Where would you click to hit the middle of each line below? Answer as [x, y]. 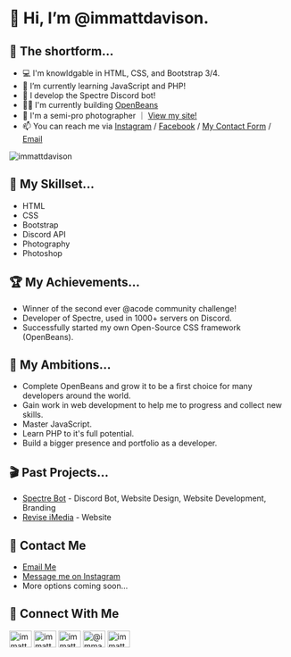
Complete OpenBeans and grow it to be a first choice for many [137, 387]
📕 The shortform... [62, 51]
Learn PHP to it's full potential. [78, 434]
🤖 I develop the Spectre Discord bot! [89, 96]
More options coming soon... [75, 586]
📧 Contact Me [48, 545]
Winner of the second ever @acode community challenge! [129, 308]
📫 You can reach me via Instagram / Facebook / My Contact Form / [146, 126]
